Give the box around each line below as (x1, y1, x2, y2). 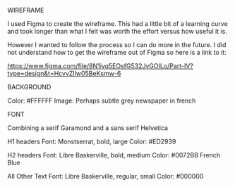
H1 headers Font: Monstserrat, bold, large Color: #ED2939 (7, 137, 176, 146)
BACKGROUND (7, 83, 52, 91)
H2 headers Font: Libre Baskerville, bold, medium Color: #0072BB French (7, 151, 221, 159)
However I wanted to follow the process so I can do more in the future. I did (7, 41, 227, 49)
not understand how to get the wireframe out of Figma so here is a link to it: (7, 49, 227, 56)
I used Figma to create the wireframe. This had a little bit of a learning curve (7, 20, 228, 27)
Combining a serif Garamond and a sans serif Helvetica (7, 124, 168, 132)
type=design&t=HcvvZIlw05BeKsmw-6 (7, 70, 121, 77)
